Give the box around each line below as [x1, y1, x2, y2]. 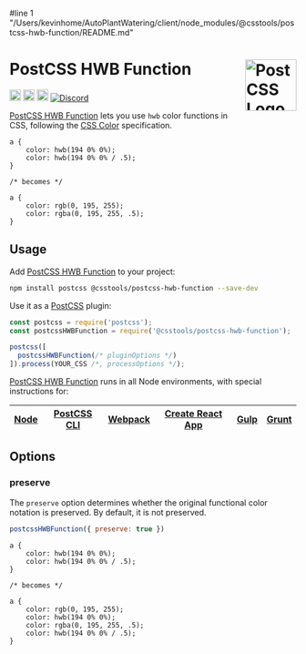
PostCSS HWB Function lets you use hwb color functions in [9, 109, 229, 121]
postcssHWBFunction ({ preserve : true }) [9, 524, 166, 534]
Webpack [107, 414, 150, 425]
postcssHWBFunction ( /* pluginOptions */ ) [17, 351, 178, 361]
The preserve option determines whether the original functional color [9, 496, 269, 508]
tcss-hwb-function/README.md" [9, 27, 134, 37]
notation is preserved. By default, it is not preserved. [9, 506, 207, 517]
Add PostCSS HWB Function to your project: [9, 266, 176, 277]
